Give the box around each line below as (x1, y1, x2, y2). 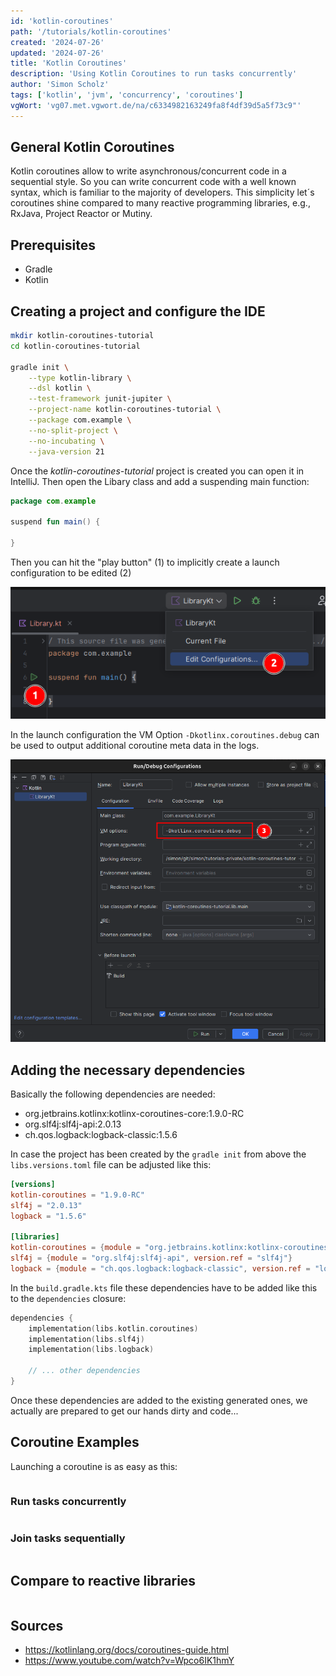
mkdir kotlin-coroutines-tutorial (10, 331, 155, 341)
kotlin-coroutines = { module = (10, 1243, 141, 1253)
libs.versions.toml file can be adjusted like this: (10, 1158, 212, 1170)
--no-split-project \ (28, 425, 118, 435)
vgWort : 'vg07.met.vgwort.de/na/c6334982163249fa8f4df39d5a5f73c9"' (10, 100, 302, 110)
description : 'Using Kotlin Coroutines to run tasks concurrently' (10, 69, 298, 79)
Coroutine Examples (10, 1434, 140, 1451)
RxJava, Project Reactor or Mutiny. (10, 208, 153, 220)
